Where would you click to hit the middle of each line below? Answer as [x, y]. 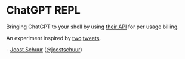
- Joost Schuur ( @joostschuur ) [44, 49]
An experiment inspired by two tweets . [54, 38]
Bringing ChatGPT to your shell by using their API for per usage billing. [92, 27]
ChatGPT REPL [43, 10]
